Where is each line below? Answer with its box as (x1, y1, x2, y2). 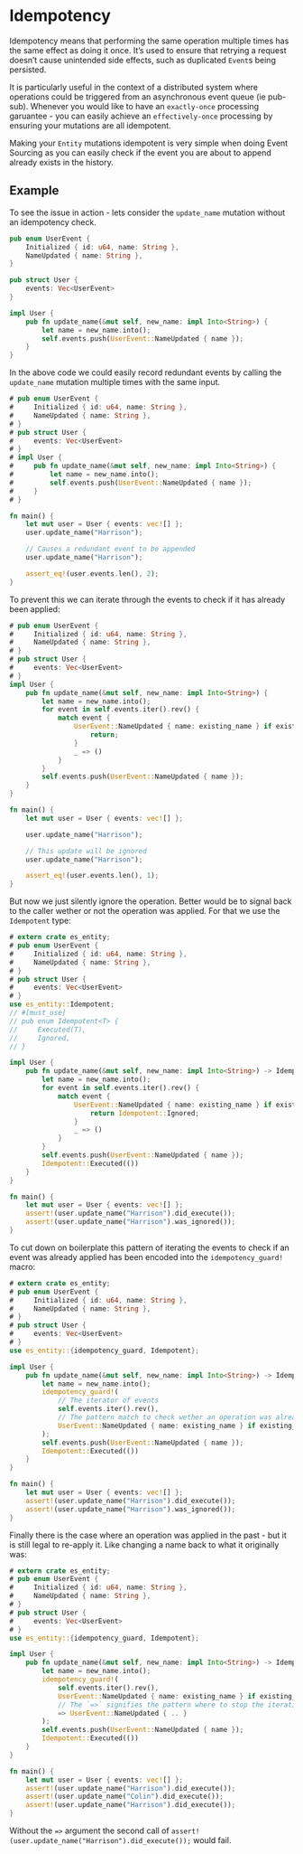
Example (9, 183, 60, 199)
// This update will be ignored (25, 846, 147, 855)
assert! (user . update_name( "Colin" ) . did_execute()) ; (25, 1792, 224, 1802)
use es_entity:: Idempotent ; (9, 1000, 115, 1009)
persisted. (9, 64, 47, 75)
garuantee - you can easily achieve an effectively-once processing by (9, 110, 273, 121)
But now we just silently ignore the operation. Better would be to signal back (9, 896, 292, 907)
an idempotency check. (9, 216, 96, 227)
